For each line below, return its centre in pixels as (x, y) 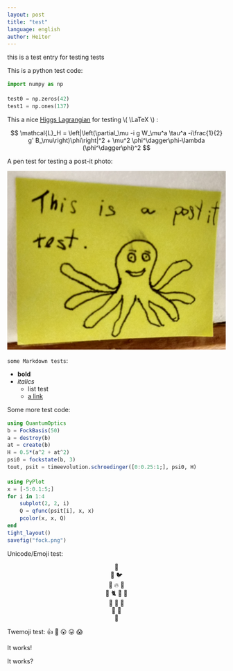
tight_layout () (29, 533)
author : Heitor (29, 37)
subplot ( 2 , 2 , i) (45, 504)
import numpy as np (35, 84)
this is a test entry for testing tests (56, 57)
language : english (34, 29)
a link (35, 396)
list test (38, 389)
